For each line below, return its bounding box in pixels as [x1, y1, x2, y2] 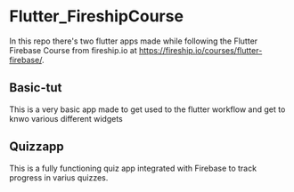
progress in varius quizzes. [9, 172, 109, 183]
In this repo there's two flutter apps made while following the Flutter [9, 36, 258, 46]
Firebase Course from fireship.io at [9, 44, 137, 55]
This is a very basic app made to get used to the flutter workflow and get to [9, 104, 286, 115]
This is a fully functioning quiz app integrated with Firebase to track [9, 163, 257, 173]
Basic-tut [9, 80, 62, 95]
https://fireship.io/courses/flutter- [138, 44, 263, 55]
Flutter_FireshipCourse [9, 6, 184, 27]
